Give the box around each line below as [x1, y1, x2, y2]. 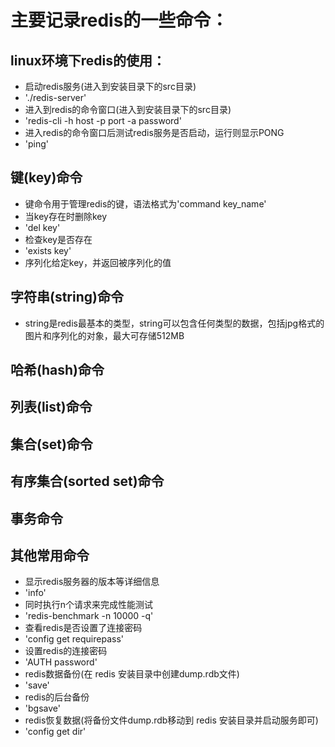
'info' [24, 587, 47, 599]
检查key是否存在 [24, 233, 93, 245]
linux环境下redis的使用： [10, 52, 166, 69]
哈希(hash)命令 [10, 362, 105, 379]
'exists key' [24, 244, 72, 256]
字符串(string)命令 [10, 289, 124, 306]
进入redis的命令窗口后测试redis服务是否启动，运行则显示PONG [24, 127, 285, 138]
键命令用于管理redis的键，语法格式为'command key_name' [24, 197, 267, 210]
